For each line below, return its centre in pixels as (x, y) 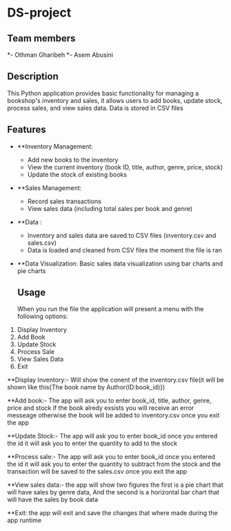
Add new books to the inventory (73, 160)
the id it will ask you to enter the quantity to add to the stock (92, 443)
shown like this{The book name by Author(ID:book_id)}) (86, 387)
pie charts (31, 270)
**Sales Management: (49, 187)
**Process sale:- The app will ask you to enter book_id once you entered (111, 457)
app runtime (24, 521)
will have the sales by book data (53, 500)
